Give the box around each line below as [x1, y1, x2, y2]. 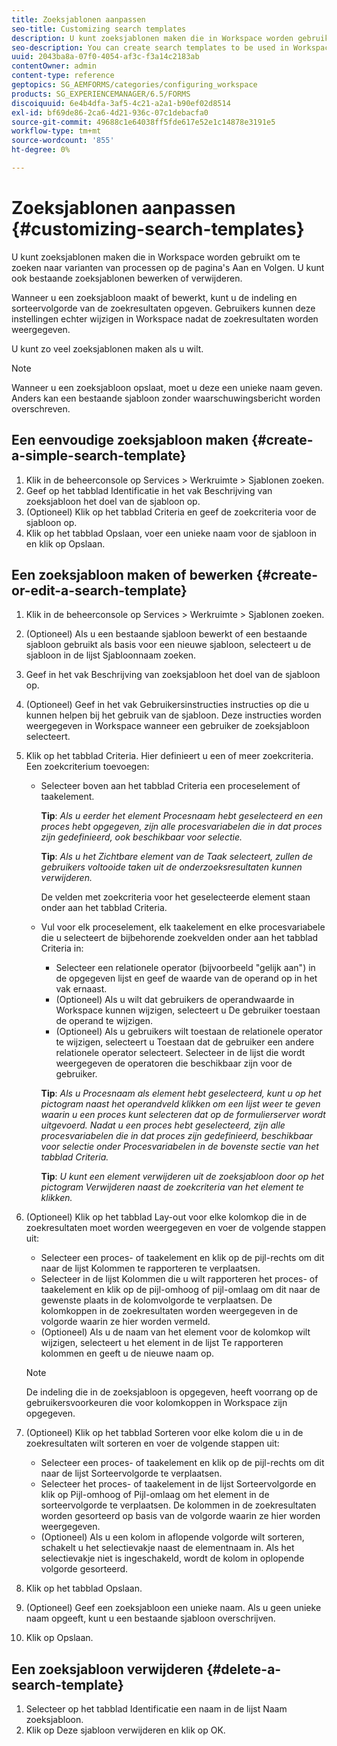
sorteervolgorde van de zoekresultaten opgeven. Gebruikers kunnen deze [11, 302, 316, 314]
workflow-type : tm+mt [11, 126, 102, 136]
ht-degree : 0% [11, 145, 71, 155]
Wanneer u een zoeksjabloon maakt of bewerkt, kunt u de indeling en [11, 291, 298, 303]
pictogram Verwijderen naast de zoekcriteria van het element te [40, 1181, 304, 1193]
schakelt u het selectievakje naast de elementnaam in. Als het [40, 1542, 295, 1554]
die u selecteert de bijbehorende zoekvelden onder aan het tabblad [40, 932, 319, 944]
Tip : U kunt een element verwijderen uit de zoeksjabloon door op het [40, 1171, 325, 1183]
